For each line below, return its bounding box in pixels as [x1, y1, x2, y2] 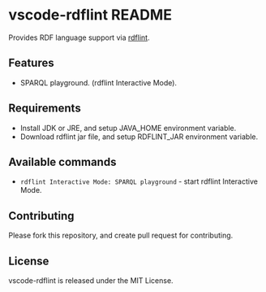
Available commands [8, 155, 117, 168]
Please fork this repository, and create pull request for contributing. [8, 230, 234, 241]
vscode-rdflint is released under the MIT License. [8, 276, 174, 285]
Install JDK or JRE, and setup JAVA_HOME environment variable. [19, 123, 237, 133]
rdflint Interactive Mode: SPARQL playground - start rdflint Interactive [19, 177, 258, 186]
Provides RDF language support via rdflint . [8, 33, 150, 42]
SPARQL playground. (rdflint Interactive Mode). [19, 77, 177, 87]
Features [8, 56, 54, 70]
